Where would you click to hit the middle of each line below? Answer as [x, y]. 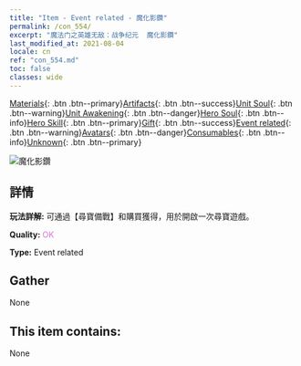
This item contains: [65, 331]
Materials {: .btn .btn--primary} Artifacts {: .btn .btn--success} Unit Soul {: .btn [151, 103]
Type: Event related [47, 252]
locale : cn [30, 52]
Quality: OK [32, 235]
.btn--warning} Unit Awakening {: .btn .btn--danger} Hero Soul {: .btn [135, 113]
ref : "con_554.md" [44, 60]
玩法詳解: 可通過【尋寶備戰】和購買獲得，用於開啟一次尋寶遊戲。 [132, 216]
